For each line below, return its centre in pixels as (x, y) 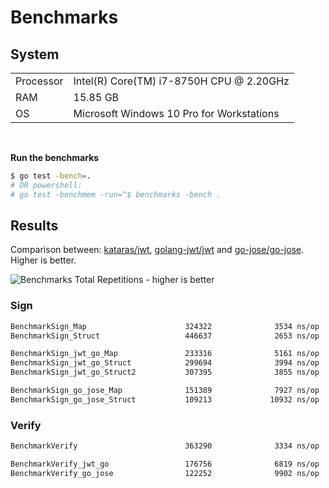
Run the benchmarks (55, 157)
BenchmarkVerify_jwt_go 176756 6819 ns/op (165, 464)
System (35, 54)
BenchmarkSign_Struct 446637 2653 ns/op (165, 336)
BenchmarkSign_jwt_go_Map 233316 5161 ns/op (165, 354)
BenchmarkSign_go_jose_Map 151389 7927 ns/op (165, 391)
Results (34, 226)
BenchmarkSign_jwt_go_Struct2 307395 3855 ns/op (165, 372)
